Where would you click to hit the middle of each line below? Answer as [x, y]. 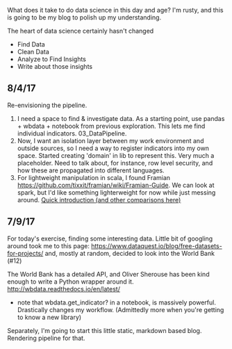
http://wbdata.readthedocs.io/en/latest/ [64, 289]
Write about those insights [55, 66]
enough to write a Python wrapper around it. [71, 282]
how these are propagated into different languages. [91, 170]
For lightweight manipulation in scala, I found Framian [94, 177]
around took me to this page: [49, 245]
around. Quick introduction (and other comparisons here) [99, 200]
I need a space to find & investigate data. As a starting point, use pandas [121, 118]
